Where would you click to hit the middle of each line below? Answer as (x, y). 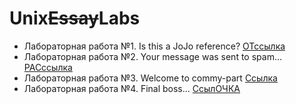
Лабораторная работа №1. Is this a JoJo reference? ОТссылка (154, 46)
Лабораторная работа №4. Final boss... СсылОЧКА (132, 88)
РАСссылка (48, 67)
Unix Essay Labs (75, 18)
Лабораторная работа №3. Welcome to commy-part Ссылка (150, 78)
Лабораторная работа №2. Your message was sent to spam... (153, 56)
